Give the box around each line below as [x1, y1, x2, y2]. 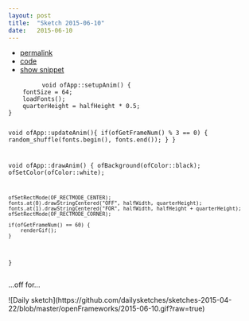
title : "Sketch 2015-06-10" [8, 19, 105, 27]
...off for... [8, 280, 41, 289]
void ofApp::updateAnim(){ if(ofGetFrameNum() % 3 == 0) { [8, 129, 208, 137]
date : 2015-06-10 [8, 26, 73, 34]
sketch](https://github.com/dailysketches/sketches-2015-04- [30, 295, 232, 304]
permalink [19, 48, 53, 58]
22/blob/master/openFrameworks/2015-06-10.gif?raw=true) [8, 304, 205, 313]
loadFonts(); [22, 95, 66, 103]
